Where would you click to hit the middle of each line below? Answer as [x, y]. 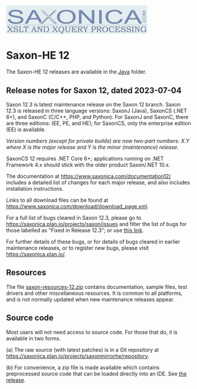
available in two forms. [34, 338]
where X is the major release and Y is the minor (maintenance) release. [93, 147]
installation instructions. [35, 189]
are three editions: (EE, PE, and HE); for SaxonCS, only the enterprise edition [98, 123]
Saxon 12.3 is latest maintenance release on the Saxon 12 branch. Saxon [94, 104]
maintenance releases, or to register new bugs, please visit [77, 248]
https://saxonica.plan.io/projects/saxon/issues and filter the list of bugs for [96, 224]
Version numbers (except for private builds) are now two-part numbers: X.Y [98, 141]
